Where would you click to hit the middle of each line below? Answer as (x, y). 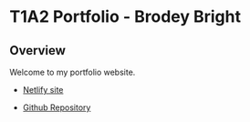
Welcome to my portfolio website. (73, 72)
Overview (38, 51)
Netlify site (43, 90)
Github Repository (57, 107)
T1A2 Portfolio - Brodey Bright (125, 17)
